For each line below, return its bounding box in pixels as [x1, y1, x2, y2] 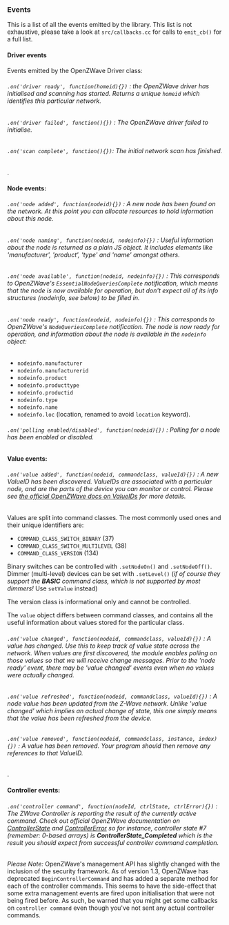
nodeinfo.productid [17, 389, 74, 396]
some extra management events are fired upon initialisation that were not [7, 889, 215, 897]
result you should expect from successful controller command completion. [7, 838, 219, 846]
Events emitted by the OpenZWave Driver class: [7, 66, 143, 74]
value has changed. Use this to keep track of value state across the [7, 641, 200, 650]
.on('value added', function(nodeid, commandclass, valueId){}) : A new [7, 470, 219, 479]
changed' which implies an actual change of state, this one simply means [7, 707, 217, 715]
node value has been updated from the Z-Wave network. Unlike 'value [7, 699, 207, 708]
